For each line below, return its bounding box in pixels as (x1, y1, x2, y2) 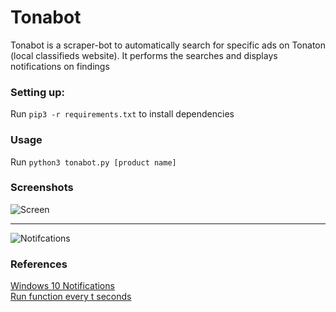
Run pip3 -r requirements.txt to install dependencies (10, 108, 235, 120)
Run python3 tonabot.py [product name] (10, 156, 177, 168)
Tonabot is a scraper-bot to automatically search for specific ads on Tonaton (10, 39, 327, 51)
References (10, 257, 68, 271)
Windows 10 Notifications (10, 280, 115, 292)
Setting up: (10, 85, 66, 99)
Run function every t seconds (10, 291, 132, 303)
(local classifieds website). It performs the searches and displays (10, 49, 278, 61)
